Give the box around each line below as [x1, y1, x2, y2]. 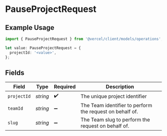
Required [54, 83, 76, 90]
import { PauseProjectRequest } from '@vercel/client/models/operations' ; [5, 36, 164, 41]
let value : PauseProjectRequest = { [5, 45, 81, 50]
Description [106, 83, 134, 90]
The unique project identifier [80, 93, 147, 100]
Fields [5, 68, 25, 77]
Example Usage [5, 23, 55, 32]
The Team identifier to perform [80, 102, 153, 109]
